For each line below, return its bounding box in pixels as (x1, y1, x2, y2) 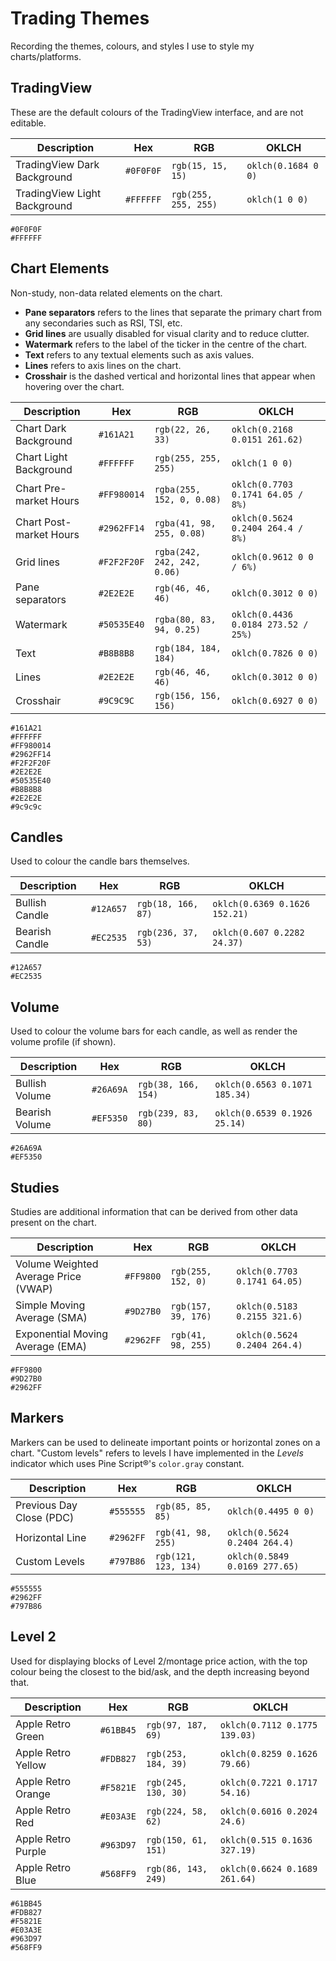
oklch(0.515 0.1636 (219, 1834, 313, 1846)
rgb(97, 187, (145, 1719, 208, 1731)
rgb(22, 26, (154, 423, 212, 435)
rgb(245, (145, 1777, 188, 1788)
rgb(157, (170, 1301, 212, 1312)
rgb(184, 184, (154, 642, 222, 654)
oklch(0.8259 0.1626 (219, 1748, 318, 1759)
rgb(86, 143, (145, 1863, 208, 1874)
